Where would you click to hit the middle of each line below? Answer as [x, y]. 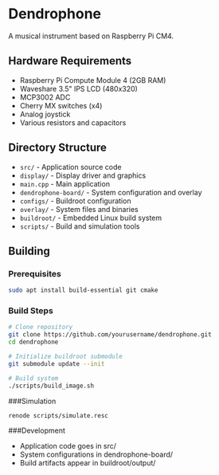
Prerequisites [35, 273]
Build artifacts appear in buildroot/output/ [88, 463]
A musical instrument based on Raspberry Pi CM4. [91, 36]
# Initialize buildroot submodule [66, 357]
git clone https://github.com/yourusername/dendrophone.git [110, 335]
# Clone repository [41, 328]
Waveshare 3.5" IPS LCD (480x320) [78, 88]
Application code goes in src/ [68, 446]
